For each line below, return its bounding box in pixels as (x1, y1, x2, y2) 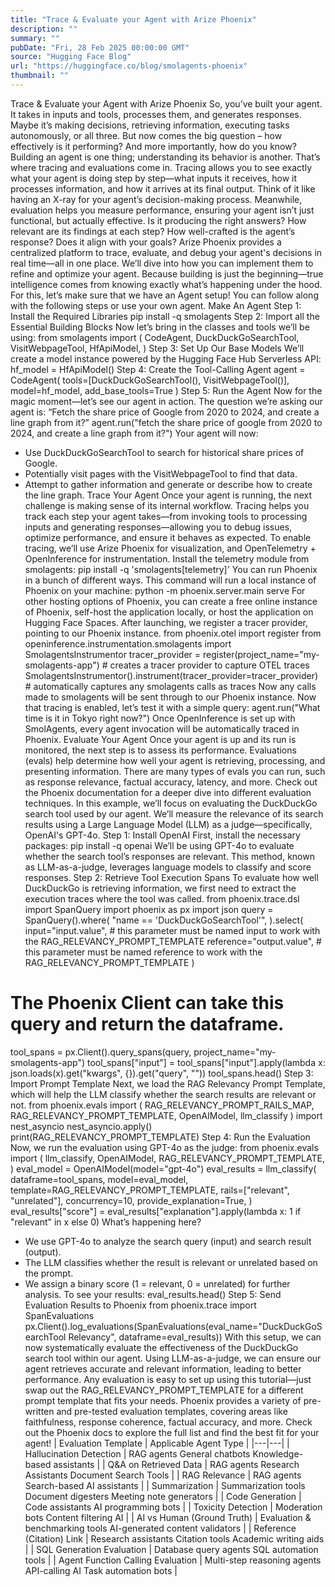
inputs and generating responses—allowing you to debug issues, (24, 521, 293, 533)
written (24, 1405, 55, 1417)
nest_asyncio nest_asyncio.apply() (10, 1120, 153, 1132)
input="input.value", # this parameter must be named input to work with (24, 924, 321, 936)
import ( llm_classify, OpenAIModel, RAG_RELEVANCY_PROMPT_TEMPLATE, (10, 1152, 325, 1164)
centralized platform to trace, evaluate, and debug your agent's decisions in (10, 246, 323, 258)
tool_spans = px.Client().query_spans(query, (10, 1046, 192, 1058)
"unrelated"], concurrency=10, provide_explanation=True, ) (10, 1194, 253, 1206)
